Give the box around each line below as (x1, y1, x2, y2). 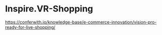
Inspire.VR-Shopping (5, 3, 93, 14)
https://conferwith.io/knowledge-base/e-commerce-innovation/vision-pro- (5, 19, 157, 25)
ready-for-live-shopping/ (5, 24, 55, 30)
